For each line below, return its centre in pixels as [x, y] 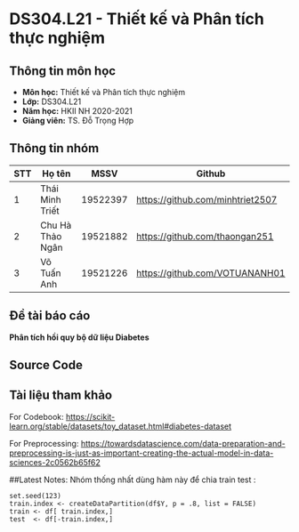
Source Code [46, 365]
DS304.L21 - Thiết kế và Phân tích [137, 19]
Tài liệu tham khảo [61, 395]
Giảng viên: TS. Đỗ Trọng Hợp [78, 121]
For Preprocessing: [44, 443]
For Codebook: [36, 416]
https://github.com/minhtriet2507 [207, 199]
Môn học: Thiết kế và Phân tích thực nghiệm [103, 92]
